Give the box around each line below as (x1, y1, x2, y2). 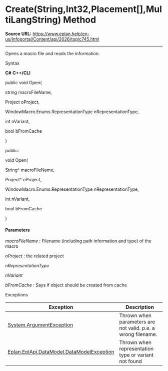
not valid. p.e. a (119, 324, 155, 331)
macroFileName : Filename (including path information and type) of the (5, 238, 151, 244)
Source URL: (5, 31, 31, 37)
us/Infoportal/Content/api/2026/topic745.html (5, 36, 99, 42)
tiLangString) (5, 14, 61, 26)
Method (63, 14, 96, 26)
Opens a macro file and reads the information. (5, 50, 100, 56)
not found (119, 358, 142, 365)
